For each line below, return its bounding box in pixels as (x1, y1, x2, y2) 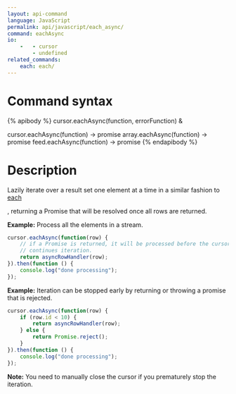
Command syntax (7, 93, 113, 109)
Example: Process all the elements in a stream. (7, 220, 143, 229)
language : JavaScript (7, 17, 71, 24)
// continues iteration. (20, 247, 93, 254)
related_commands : (7, 56, 61, 63)
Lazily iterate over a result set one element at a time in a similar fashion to (7, 185, 220, 194)
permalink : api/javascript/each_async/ (7, 23, 124, 30)
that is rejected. (7, 293, 53, 302)
